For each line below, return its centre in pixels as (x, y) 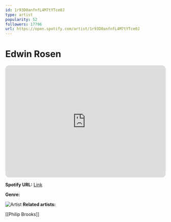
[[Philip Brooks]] (22, 214)
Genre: (13, 195)
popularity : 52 (21, 19)
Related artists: (39, 205)
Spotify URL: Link (24, 185)
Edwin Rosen (33, 54)
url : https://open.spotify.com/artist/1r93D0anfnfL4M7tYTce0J (73, 29)
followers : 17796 (24, 24)
